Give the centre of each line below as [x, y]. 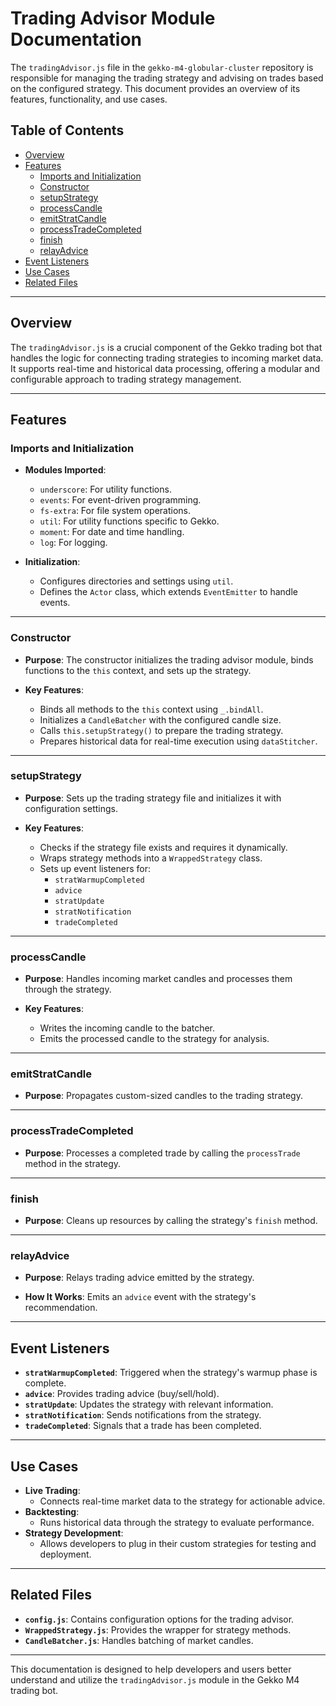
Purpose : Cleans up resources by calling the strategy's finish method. [171, 1221]
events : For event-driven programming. [120, 500]
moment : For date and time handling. [112, 532]
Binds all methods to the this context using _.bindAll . [151, 709]
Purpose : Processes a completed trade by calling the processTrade [162, 1153]
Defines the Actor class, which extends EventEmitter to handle [168, 592]
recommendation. [61, 1308]
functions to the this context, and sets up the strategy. [138, 670]
